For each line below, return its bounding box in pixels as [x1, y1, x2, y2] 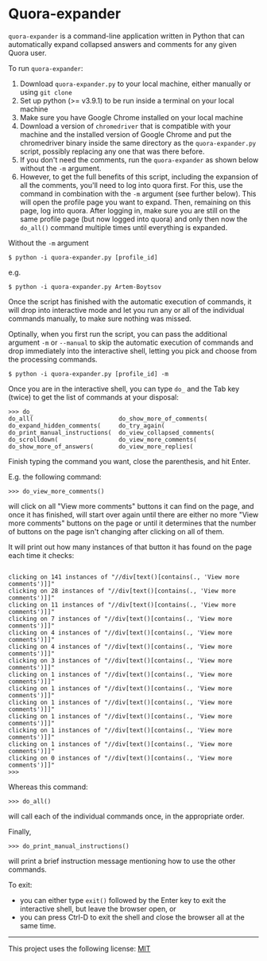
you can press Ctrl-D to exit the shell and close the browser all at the [19, 912, 245, 922]
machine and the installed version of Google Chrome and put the [19, 129, 232, 139]
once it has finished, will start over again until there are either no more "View [8, 510, 259, 519]
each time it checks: [8, 550, 75, 560]
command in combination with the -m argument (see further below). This [19, 189, 257, 198]
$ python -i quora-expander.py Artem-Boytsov [8, 283, 161, 291]
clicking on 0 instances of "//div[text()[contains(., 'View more [8, 754, 233, 762]
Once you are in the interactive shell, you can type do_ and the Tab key [8, 384, 240, 393]
